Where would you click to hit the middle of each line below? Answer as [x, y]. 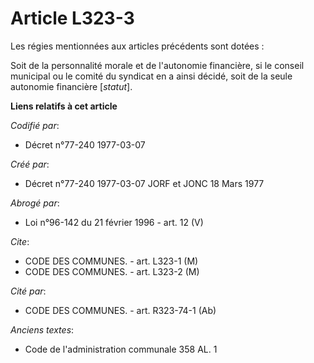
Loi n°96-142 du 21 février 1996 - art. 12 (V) [114, 222]
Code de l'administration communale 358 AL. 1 [121, 349]
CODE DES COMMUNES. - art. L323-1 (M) [111, 261]
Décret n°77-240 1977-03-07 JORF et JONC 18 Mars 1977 [144, 183]
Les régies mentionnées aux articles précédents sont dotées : [137, 46]
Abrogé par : [35, 203]
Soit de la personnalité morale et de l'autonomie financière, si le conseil [157, 65]
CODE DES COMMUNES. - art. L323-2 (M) [112, 271]
